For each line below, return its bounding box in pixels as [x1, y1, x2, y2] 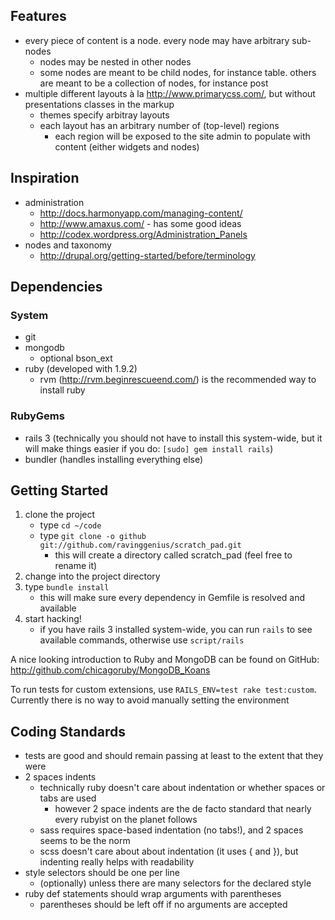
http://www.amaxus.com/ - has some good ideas [39, 217, 242, 229]
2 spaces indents [24, 771, 97, 783]
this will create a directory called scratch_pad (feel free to [54, 549, 293, 561]
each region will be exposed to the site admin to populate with [54, 130, 311, 142]
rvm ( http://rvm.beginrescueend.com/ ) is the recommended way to [39, 374, 317, 386]
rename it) [54, 560, 98, 572]
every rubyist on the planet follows [54, 814, 198, 826]
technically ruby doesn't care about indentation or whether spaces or [39, 782, 326, 794]
